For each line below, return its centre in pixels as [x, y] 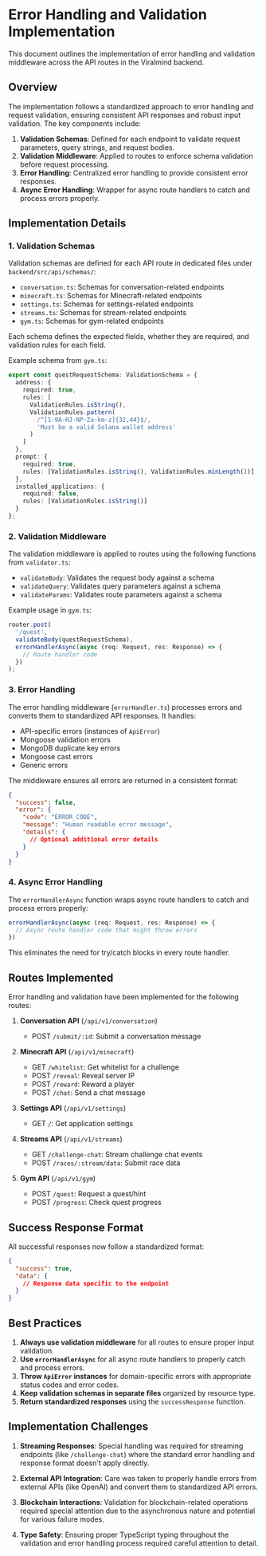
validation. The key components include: [75, 123]
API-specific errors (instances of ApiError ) [90, 731]
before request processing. [65, 164]
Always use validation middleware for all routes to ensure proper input [137, 1342]
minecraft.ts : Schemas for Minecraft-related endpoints [111, 296]
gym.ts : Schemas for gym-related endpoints [92, 321]
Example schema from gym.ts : [58, 360]
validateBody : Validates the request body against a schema [117, 578]
